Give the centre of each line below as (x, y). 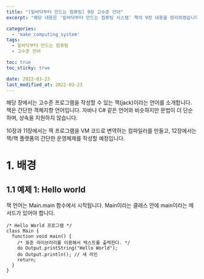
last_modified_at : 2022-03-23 (45, 85)
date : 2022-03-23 (28, 79)
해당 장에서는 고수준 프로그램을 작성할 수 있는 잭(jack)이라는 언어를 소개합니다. (99, 103)
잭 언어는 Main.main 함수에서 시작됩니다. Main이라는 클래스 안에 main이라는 (97, 205)
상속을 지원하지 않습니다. (48, 118)
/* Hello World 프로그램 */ (39, 226)
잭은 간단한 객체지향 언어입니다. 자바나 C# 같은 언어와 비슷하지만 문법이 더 (94, 110)
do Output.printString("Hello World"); (68, 248)
